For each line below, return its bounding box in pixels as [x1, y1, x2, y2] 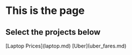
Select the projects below [5, 27, 101, 37]
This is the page [5, 4, 85, 17]
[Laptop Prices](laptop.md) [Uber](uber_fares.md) [5, 42, 127, 49]
